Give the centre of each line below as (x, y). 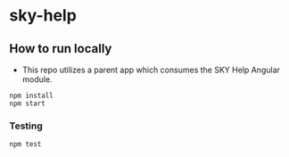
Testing (26, 126)
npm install (31, 95)
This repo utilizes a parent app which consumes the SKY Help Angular (151, 70)
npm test (25, 145)
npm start (28, 103)
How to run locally (61, 49)
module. (37, 79)
